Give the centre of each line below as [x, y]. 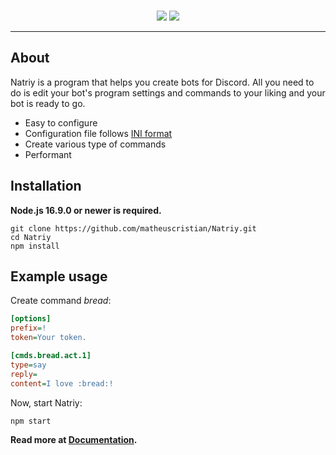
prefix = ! [28, 328]
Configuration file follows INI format [98, 133]
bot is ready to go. [48, 103]
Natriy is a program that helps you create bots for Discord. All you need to [162, 82]
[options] [31, 319]
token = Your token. [48, 338]
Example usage [59, 276]
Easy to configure [61, 122]
